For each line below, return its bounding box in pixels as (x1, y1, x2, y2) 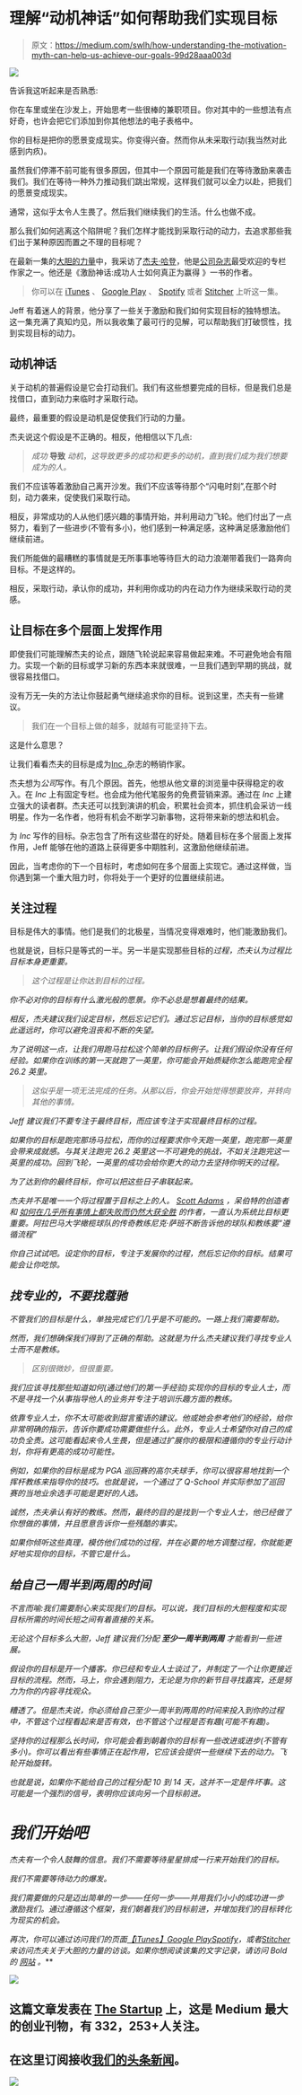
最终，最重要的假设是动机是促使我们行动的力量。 (9, 412, 190, 423)
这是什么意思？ (9, 739, 65, 750)
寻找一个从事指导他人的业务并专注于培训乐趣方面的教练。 (24, 1394, 237, 1404)
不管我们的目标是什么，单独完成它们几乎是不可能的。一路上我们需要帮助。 (9, 1314, 284, 1325)
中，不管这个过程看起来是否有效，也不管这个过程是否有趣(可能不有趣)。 (9, 1716, 275, 1727)
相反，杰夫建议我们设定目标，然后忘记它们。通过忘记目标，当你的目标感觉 (9, 1014, 284, 1025)
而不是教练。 (16, 1344, 65, 1355)
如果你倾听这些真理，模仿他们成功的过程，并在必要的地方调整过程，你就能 (9, 1537, 284, 1548)
